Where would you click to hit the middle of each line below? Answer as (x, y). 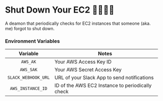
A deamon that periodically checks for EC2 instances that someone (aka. (78, 23)
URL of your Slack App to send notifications (104, 78)
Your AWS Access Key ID (83, 62)
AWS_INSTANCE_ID (29, 89)
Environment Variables (33, 41)
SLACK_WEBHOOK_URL (29, 78)
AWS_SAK (29, 70)
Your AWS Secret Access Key (88, 70)
